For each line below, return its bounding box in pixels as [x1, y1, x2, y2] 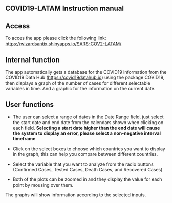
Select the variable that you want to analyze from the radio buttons [12, 161, 154, 167]
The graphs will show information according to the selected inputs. [5, 192, 146, 198]
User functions [5, 100, 54, 109]
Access [5, 22, 30, 30]
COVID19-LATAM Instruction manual [5, 4, 124, 13]
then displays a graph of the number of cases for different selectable [5, 80, 150, 86]
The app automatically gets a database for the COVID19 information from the [5, 69, 167, 75]
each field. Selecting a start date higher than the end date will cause [12, 125, 160, 131]
